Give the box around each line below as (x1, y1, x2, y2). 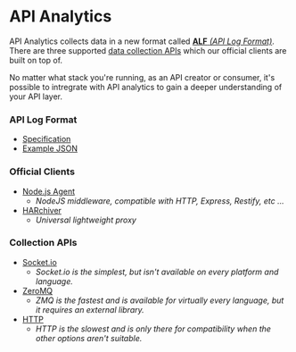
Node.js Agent (21, 186, 76, 197)
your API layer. (9, 91, 63, 102)
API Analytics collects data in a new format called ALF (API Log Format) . (9, 36, 275, 46)
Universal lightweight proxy (35, 214, 136, 225)
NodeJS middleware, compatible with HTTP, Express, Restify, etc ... (35, 195, 284, 206)
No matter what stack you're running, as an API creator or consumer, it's (9, 71, 275, 82)
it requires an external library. (35, 304, 144, 314)
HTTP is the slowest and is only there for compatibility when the (35, 323, 272, 334)
